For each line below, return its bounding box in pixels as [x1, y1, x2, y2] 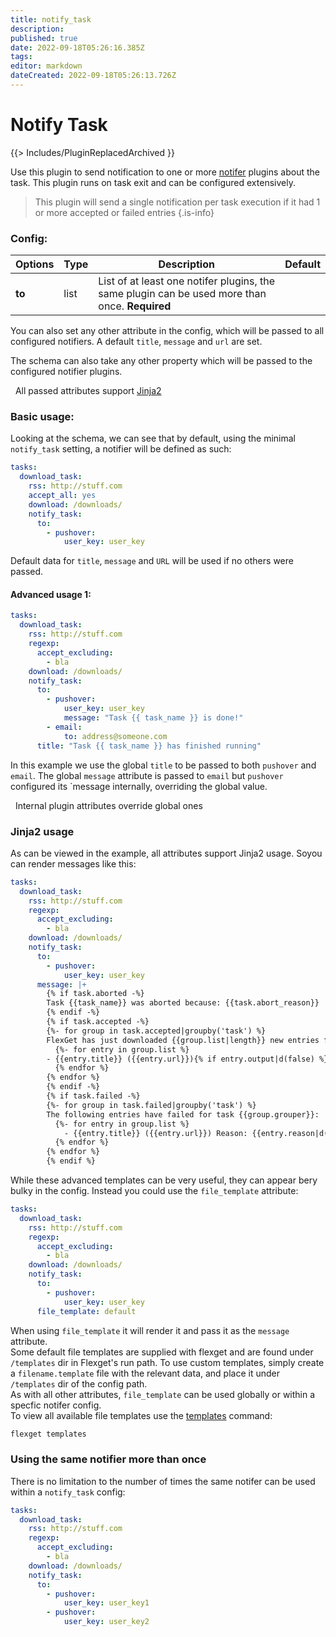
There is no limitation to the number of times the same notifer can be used [10, 1475, 316, 1487]
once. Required [98, 299, 172, 313]
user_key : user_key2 [63, 1617, 150, 1627]
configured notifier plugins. [10, 366, 123, 378]
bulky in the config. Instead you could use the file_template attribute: [10, 1185, 299, 1197]
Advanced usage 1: [10, 588, 92, 600]
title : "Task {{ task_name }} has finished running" [36, 741, 262, 751]
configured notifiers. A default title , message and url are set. [10, 336, 263, 348]
